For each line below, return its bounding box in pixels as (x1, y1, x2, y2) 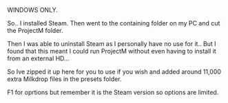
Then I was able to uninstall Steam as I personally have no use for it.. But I (7, 40, 216, 47)
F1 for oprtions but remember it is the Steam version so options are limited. (7, 89, 219, 96)
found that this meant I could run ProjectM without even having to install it (7, 47, 217, 55)
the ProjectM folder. (7, 27, 63, 34)
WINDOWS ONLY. (7, 6, 59, 14)
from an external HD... (7, 54, 70, 62)
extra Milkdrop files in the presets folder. (7, 75, 122, 83)
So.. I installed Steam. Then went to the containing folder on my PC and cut (7, 19, 220, 27)
